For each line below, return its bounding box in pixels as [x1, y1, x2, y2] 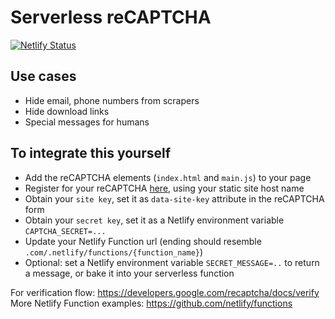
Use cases [10, 68, 77, 85]
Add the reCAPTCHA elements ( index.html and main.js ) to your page [24, 171, 312, 183]
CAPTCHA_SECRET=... [24, 226, 107, 236]
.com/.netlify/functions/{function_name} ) [24, 246, 204, 258]
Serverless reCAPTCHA [10, 6, 212, 29]
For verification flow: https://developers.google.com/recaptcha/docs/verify [10, 286, 320, 298]
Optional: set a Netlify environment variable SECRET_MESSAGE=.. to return [24, 256, 320, 268]
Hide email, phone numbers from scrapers [24, 94, 200, 106]
